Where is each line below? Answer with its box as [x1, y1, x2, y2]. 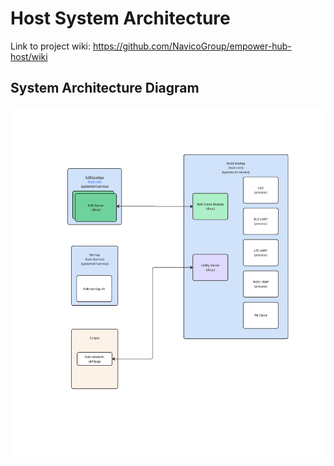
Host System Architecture [10, 7, 231, 30]
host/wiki [10, 50, 48, 62]
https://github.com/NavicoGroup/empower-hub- [92, 40, 292, 52]
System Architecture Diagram [10, 80, 200, 97]
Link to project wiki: [10, 40, 92, 52]
